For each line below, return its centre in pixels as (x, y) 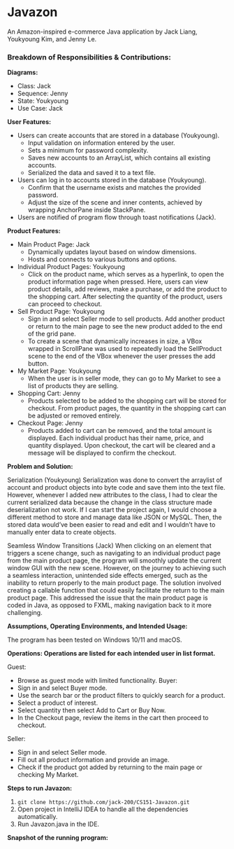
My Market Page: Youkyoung (59, 371)
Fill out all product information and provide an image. (93, 760)
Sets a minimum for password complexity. (88, 151)
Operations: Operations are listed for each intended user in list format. (111, 654)
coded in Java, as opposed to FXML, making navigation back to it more (109, 605)
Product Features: (34, 231)
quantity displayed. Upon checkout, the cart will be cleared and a (122, 446)
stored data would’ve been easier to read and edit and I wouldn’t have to (111, 525)
